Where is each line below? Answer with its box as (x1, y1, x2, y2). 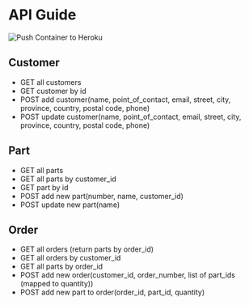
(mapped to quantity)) (19, 279, 94, 289)
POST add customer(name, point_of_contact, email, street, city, (19, 95, 231, 104)
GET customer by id (19, 86, 87, 95)
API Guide (8, 6, 77, 24)
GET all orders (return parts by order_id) (19, 244, 154, 254)
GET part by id (19, 182, 69, 192)
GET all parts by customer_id (19, 174, 117, 184)
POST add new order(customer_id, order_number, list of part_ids (19, 270, 236, 280)
